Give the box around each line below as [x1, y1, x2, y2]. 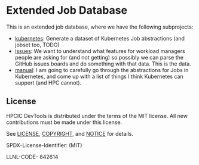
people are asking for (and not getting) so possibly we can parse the [14, 54, 184, 61]
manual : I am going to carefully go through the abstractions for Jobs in [14, 66, 189, 73]
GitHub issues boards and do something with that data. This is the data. [14, 60, 191, 67]
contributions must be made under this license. [6, 119, 123, 126]
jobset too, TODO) [14, 41, 60, 48]
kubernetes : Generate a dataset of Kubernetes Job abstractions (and [14, 35, 185, 42]
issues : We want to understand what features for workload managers [14, 47, 185, 54]
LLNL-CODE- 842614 [6, 153, 59, 160]
